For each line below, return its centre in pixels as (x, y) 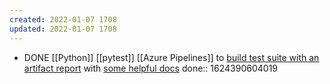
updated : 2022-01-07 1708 (63, 29)
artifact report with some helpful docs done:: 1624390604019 (151, 68)
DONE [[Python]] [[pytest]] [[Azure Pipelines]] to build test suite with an (171, 57)
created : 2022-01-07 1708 (63, 19)
